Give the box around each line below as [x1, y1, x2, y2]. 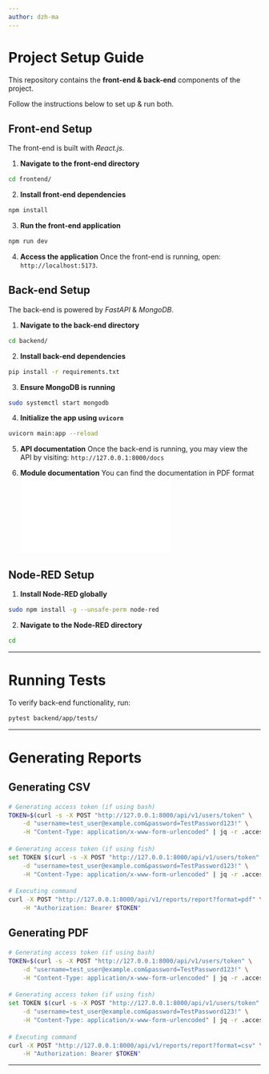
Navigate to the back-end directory [19, 320, 140, 330]
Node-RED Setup [8, 568, 94, 581]
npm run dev [8, 237, 48, 246]
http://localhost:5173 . [19, 260, 98, 270]
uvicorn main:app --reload [8, 429, 98, 438]
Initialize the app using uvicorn [19, 413, 124, 423]
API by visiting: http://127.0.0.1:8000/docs [19, 453, 165, 462]
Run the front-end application [19, 221, 122, 231]
